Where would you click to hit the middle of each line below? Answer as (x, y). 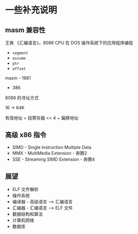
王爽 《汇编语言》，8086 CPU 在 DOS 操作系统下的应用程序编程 (69, 43)
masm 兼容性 (25, 30)
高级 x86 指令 (26, 135)
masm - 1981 (18, 78)
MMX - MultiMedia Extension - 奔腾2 (50, 153)
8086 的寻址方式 (22, 98)
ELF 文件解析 (25, 189)
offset (19, 69)
